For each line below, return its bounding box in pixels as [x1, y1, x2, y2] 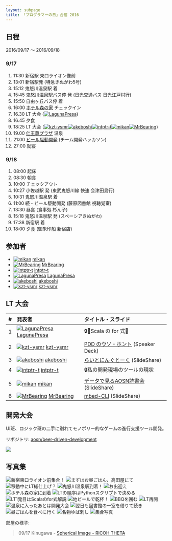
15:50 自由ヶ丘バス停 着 [13, 98, 63, 104]
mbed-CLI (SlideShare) [84, 392, 141, 399]
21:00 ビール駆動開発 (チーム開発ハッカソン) [13, 136, 107, 142]
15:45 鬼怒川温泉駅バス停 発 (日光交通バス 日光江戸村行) [13, 92, 132, 98]
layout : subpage [6, 7, 40, 13]
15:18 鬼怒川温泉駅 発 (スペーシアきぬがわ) [13, 213, 102, 219]
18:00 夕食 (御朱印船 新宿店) [13, 226, 72, 232]
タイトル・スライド [84, 316, 131, 323]
